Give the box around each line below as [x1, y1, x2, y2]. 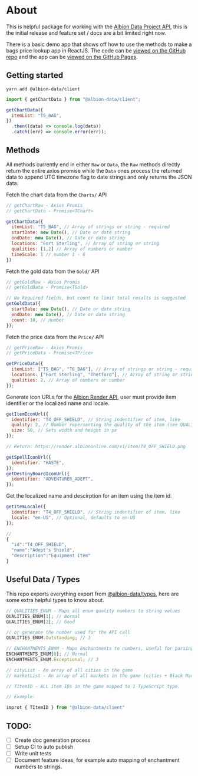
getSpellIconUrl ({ [6, 454, 51, 460]
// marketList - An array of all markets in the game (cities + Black [6, 673, 183, 679]
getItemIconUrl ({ [6, 411, 49, 417]
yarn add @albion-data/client [6, 86, 81, 92]
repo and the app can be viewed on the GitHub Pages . [6, 53, 138, 60]
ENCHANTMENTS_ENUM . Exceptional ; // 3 [6, 656, 99, 662]
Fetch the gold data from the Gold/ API [6, 268, 100, 275]
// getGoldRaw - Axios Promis [6, 279, 81, 285]
